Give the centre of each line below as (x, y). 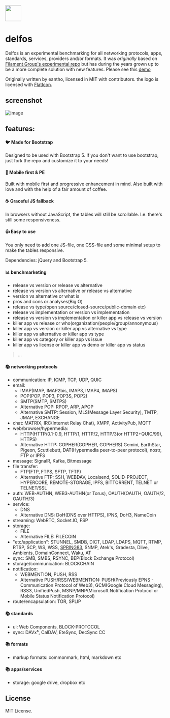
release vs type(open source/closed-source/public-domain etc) (79, 307)
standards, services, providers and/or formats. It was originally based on (81, 59)
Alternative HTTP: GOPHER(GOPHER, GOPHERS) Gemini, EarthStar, (91, 445)
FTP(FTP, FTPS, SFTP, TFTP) (50, 472)
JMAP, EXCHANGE (40, 418)
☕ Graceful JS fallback (30, 201)
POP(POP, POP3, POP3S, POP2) (54, 396)
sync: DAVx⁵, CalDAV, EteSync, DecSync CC (59, 632)
